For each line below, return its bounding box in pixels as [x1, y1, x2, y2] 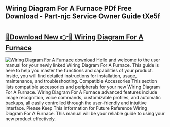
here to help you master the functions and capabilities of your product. [5, 68, 153, 73]
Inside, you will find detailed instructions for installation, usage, [5, 73, 137, 79]
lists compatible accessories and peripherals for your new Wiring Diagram [5, 83, 160, 90]
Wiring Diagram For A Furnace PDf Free [5, 4, 132, 13]
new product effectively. [5, 116, 56, 122]
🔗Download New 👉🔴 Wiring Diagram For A [5, 33, 144, 41]
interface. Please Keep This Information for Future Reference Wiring [5, 105, 147, 111]
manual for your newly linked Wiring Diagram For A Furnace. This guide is [5, 62, 159, 68]
